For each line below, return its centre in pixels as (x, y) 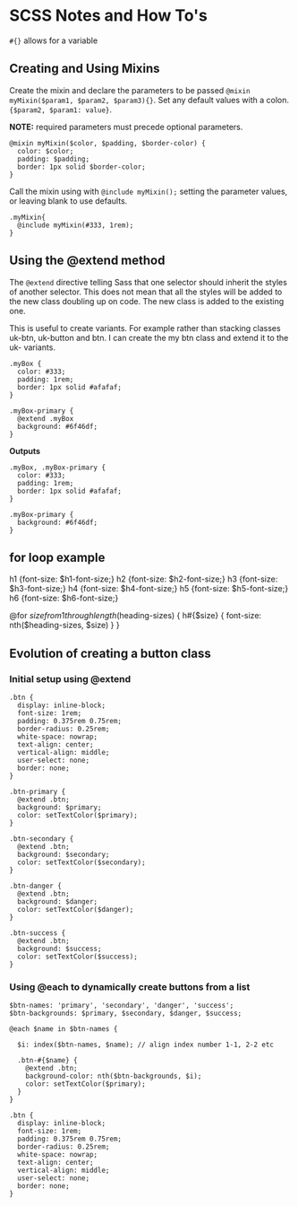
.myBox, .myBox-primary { (57, 468)
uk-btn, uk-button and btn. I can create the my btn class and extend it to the (149, 337)
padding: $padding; (54, 159)
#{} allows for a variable (54, 40)
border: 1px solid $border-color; (81, 167)
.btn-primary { (38, 792)
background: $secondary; (64, 855)
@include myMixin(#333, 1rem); (76, 225)
